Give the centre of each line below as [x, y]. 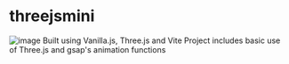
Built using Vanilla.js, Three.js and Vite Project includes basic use [162, 40]
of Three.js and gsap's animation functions [88, 49]
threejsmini [52, 16]
